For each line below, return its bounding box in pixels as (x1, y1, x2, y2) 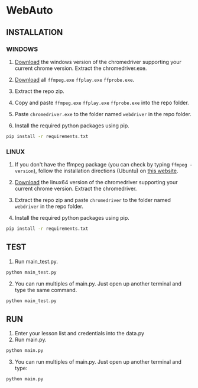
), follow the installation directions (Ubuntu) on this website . (33, 167, 178, 175)
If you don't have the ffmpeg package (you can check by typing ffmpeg (14, 161, 187, 168)
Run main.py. (14, 336, 47, 344)
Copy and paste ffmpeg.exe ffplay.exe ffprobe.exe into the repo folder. (14, 99, 189, 106)
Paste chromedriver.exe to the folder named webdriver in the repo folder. (14, 110, 192, 117)
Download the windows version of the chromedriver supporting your (14, 58, 182, 65)
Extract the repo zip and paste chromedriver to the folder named (14, 197, 171, 204)
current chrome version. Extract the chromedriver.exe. (14, 65, 147, 72)
